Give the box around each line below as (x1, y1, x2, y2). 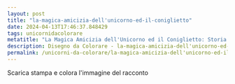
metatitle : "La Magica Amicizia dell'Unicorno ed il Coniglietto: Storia (7, 36, 227, 43)
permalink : (7, 50, 39, 57)
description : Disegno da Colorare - (7, 43, 114, 50)
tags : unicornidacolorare (7, 29, 83, 37)
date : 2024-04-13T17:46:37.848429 (7, 23, 108, 30)
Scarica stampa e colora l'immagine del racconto (7, 68, 149, 77)
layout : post (7, 10, 45, 17)
